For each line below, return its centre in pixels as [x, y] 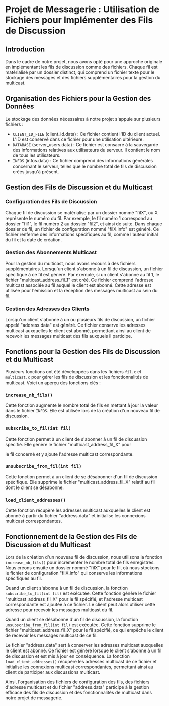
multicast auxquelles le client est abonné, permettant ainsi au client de [78, 331]
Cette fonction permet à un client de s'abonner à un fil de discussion [76, 439]
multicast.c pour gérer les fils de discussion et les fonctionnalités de [77, 377]
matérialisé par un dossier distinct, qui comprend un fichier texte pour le [80, 72]
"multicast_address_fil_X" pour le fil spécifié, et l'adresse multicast [74, 599]
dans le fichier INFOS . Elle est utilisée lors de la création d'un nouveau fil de [82, 411]
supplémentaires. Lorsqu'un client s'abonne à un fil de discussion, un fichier [84, 269]
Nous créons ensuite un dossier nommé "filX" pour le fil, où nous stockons [82, 567]
